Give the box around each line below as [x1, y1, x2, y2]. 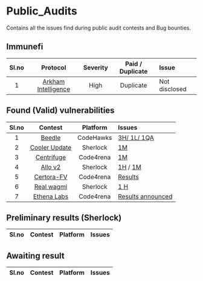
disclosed [159, 84, 187, 93]
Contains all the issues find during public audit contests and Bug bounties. [6, 24, 192, 31]
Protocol [41, 63, 66, 72]
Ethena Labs [33, 192, 68, 200]
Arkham [42, 77, 65, 86]
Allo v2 [40, 163, 61, 171]
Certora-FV [34, 172, 68, 181]
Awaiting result [6, 250, 65, 260]
